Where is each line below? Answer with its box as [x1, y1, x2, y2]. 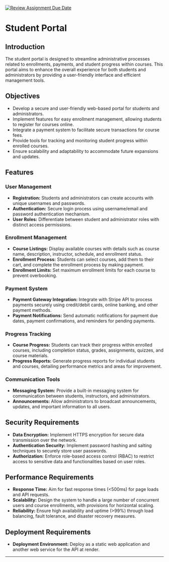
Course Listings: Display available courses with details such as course [12, 245, 159, 252]
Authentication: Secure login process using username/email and [12, 205, 148, 211]
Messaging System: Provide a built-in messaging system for [12, 387, 139, 394]
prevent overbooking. [12, 272, 57, 278]
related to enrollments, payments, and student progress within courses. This [5, 61, 163, 67]
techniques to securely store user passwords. [12, 447, 108, 454]
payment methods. [12, 307, 52, 313]
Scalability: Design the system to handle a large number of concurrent [12, 497, 159, 503]
